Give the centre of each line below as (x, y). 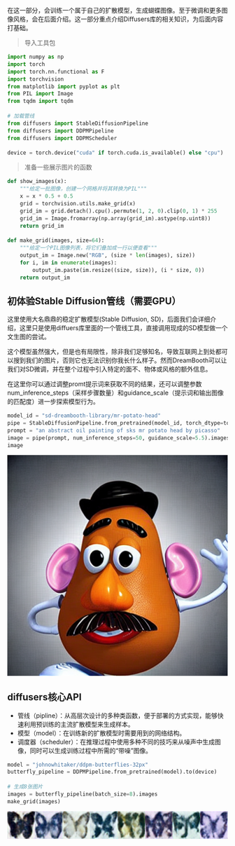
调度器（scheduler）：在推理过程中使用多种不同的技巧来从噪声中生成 (116, 742)
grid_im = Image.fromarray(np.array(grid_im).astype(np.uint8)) (115, 218)
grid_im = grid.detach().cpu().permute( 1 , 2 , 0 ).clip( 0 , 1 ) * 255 (119, 211)
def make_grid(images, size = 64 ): (56, 240)
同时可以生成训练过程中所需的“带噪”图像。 (91, 750)
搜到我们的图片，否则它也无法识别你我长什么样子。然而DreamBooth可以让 (120, 360)
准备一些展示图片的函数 (58, 168)
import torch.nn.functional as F (56, 71)
